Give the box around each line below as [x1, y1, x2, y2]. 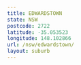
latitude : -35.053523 [7, 28, 69, 36]
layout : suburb [7, 48, 50, 55]
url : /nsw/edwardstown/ [7, 41, 75, 48]
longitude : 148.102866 [7, 35, 71, 42]
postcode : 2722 [7, 22, 50, 29]
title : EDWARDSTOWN [7, 9, 63, 17]
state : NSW [7, 16, 38, 23]
